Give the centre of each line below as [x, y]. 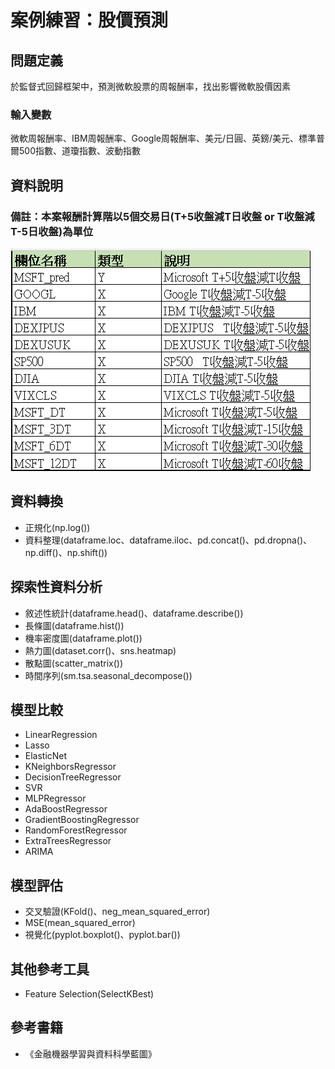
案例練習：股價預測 [89, 20]
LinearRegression [61, 735]
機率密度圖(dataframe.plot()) [83, 638]
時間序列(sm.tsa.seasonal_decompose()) [108, 675]
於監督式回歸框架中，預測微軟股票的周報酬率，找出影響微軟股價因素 [150, 86]
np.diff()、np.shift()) [66, 552]
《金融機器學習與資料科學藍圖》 [90, 1053]
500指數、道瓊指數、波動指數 [79, 151]
